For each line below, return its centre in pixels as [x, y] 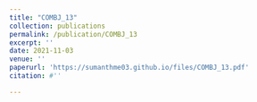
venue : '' [28, 59]
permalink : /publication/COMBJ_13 [74, 34]
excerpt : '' [31, 42]
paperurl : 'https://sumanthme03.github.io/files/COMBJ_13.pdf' [129, 68]
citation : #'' [36, 76]
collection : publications [57, 26]
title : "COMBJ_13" [43, 17]
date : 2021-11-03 [41, 51]
